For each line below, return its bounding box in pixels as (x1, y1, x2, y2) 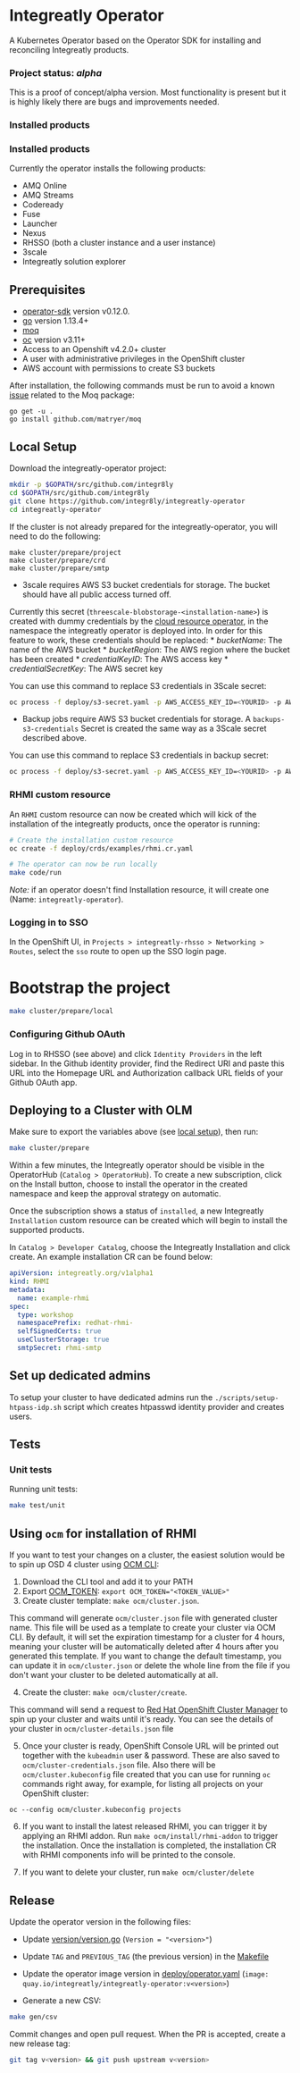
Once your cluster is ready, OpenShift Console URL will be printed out (21, 1741, 279, 1751)
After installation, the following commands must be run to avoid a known (9, 381, 275, 391)
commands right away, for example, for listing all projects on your (21, 1779, 263, 1790)
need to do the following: (9, 531, 101, 541)
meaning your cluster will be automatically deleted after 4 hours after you (9, 1641, 279, 1652)
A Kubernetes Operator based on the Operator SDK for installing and (9, 35, 262, 46)
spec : (9, 1302, 29, 1311)
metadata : (9, 1285, 46, 1294)
